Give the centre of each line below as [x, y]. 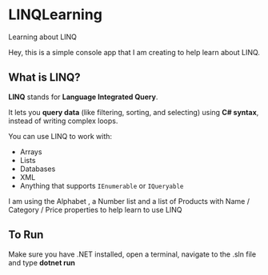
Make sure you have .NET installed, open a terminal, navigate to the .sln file [132, 254]
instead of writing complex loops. [63, 121]
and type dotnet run [42, 262]
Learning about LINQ [43, 37]
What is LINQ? [44, 78]
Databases [38, 169]
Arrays [31, 151]
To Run [26, 235]
